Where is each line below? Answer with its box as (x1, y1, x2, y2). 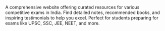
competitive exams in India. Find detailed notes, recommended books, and (5, 9, 160, 15)
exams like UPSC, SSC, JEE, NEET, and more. (5, 20, 100, 26)
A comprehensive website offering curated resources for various (5, 4, 140, 10)
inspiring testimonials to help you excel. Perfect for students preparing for (5, 15, 159, 20)
